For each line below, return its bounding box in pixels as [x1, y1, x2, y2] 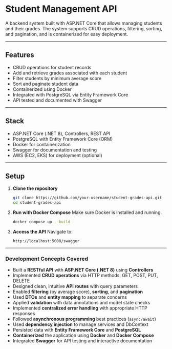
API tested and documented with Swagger [12, 97, 102, 103]
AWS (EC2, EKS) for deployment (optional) [12, 152, 102, 158]
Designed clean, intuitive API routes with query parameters [12, 283, 138, 289]
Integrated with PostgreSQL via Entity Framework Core [12, 91, 128, 98]
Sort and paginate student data [12, 81, 78, 87]
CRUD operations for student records [12, 64, 92, 70]
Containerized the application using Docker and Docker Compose [12, 332, 154, 339]
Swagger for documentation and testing [12, 147, 97, 153]
